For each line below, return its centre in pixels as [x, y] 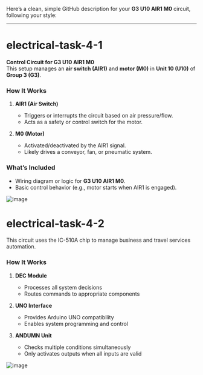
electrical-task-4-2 [55, 223]
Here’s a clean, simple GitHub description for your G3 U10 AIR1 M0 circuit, [98, 9]
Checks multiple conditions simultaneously [77, 347]
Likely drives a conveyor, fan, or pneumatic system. [88, 152]
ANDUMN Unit [34, 335]
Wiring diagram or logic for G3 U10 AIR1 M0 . [70, 181]
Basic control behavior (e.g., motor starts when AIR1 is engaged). [96, 187]
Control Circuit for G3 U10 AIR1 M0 [50, 62]
